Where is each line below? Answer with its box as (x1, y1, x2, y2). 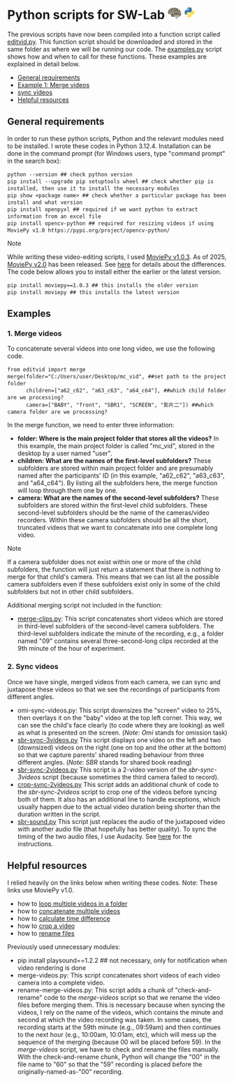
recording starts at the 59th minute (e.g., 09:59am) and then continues (17, 1023, 221, 1031)
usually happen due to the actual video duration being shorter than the (17, 802, 221, 811)
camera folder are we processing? (7, 408, 108, 415)
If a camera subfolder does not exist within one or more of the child (7, 558, 201, 566)
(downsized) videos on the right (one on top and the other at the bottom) (17, 743, 227, 751)
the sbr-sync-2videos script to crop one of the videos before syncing (17, 788, 217, 796)
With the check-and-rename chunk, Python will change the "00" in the (17, 1052, 221, 1061)
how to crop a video (17, 922, 75, 930)
